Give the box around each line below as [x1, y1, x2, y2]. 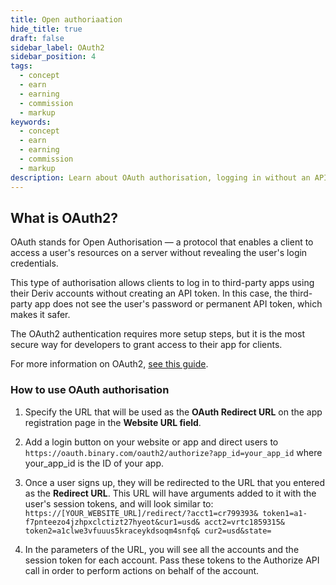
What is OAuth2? [10, 209, 118, 226]
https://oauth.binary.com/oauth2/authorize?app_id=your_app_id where [24, 446, 323, 458]
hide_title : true [10, 24, 83, 34]
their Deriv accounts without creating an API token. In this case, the [10, 287, 288, 300]
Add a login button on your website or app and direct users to [24, 436, 279, 448]
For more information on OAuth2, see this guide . [10, 358, 209, 370]
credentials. [10, 257, 59, 270]
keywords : [10, 117, 52, 127]
